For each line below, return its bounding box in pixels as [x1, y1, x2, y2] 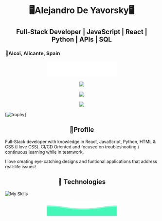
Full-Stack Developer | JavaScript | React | [16, 27, 147, 36]
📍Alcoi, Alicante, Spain [5, 50, 60, 57]
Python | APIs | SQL [52, 35, 112, 43]
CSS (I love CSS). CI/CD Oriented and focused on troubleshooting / [5, 143, 140, 150]
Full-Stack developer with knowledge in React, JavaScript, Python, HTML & [5, 139, 156, 144]
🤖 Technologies [57, 178, 106, 186]
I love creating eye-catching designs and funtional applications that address [5, 158, 157, 164]
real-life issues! [5, 163, 36, 169]
